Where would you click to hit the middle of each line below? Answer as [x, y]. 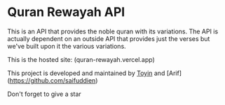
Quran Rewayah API [66, 12]
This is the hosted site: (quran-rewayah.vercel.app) [81, 59]
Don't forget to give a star [45, 94]
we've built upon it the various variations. [67, 46]
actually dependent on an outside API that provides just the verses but [109, 38]
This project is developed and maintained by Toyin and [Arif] [95, 73]
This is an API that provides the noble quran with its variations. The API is [113, 31]
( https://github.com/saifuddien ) [53, 80]
